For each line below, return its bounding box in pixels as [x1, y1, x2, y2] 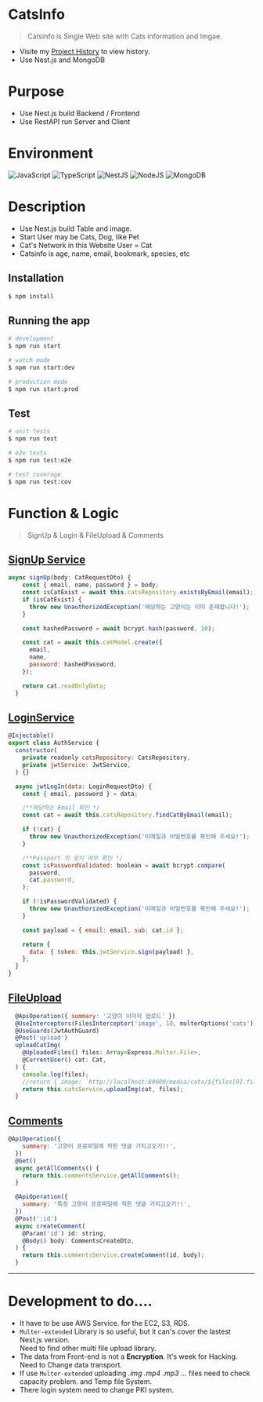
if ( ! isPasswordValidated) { [22, 897, 117, 906]
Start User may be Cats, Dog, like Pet [19, 232, 139, 241]
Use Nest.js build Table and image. [19, 224, 132, 233]
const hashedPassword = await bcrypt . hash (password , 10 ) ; [22, 624, 215, 633]
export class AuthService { [8, 739, 100, 747]
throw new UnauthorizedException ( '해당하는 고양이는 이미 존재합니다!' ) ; [28, 603, 250, 611]
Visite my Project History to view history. [19, 46, 150, 56]
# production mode [8, 378, 68, 385]
